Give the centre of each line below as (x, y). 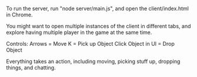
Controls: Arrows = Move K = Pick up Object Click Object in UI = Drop (91, 44)
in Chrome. (19, 15)
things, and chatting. (31, 68)
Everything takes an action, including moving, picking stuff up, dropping (93, 61)
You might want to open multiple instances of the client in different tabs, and (98, 26)
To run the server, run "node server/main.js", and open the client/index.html (98, 9)
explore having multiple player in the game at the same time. (79, 32)
